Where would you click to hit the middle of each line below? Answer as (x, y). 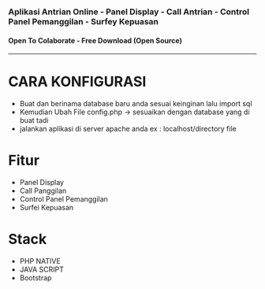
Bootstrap (35, 277)
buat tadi (34, 120)
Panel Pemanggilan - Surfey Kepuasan (84, 21)
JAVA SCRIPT (42, 269)
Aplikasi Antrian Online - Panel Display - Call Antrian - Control (129, 12)
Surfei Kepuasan (47, 207)
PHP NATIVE (40, 261)
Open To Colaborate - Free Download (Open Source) (95, 40)
